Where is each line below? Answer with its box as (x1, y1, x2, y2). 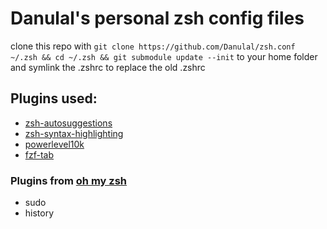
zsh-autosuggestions (24, 117, 113, 129)
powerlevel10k (24, 138, 85, 150)
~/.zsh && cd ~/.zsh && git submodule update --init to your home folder (10, 50, 318, 62)
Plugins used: (10, 90, 98, 107)
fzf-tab (24, 148, 55, 161)
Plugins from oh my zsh (10, 173, 128, 187)
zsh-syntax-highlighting (24, 127, 124, 139)
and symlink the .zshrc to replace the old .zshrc (10, 61, 206, 73)
